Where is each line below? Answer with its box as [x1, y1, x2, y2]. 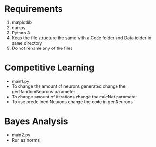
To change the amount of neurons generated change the [11, 83, 126, 89]
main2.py [11, 132, 31, 138]
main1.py [11, 78, 30, 84]
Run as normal [11, 137, 41, 143]
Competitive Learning [4, 62, 95, 73]
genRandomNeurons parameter [11, 88, 76, 94]
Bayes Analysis [4, 116, 68, 127]
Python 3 [11, 30, 30, 35]
